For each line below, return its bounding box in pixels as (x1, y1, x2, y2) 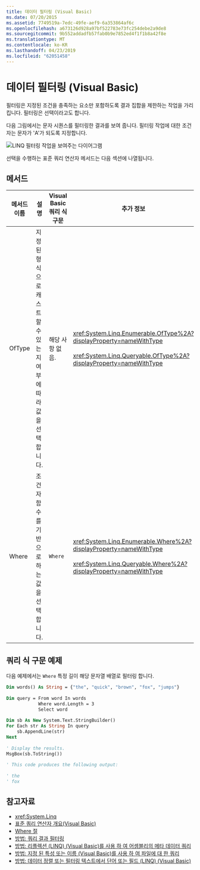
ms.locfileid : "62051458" (6, 53, 70, 59)
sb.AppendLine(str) (17, 729, 65, 735)
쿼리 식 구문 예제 (6, 655, 62, 665)
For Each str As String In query (6, 723, 89, 729)
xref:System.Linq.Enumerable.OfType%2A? (73, 329, 195, 338)
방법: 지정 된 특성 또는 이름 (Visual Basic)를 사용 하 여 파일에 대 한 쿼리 (14, 850, 180, 857)
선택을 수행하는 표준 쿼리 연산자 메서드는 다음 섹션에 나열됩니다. (6, 155, 154, 162)
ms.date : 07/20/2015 (6, 14, 58, 20)
